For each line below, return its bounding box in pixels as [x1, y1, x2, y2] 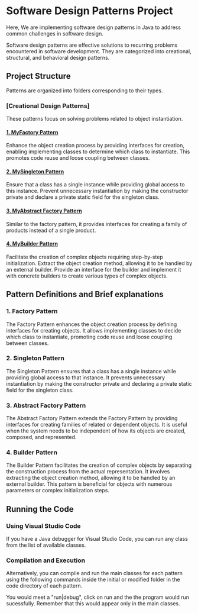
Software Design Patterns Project [6, 4, 173, 18]
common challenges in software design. [6, 30, 103, 37]
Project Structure [6, 71, 71, 81]
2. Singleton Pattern [6, 354, 65, 362]
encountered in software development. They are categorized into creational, [6, 47, 191, 54]
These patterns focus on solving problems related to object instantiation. [6, 115, 183, 122]
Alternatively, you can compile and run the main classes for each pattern [6, 570, 183, 577]
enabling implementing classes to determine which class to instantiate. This [6, 148, 190, 155]
